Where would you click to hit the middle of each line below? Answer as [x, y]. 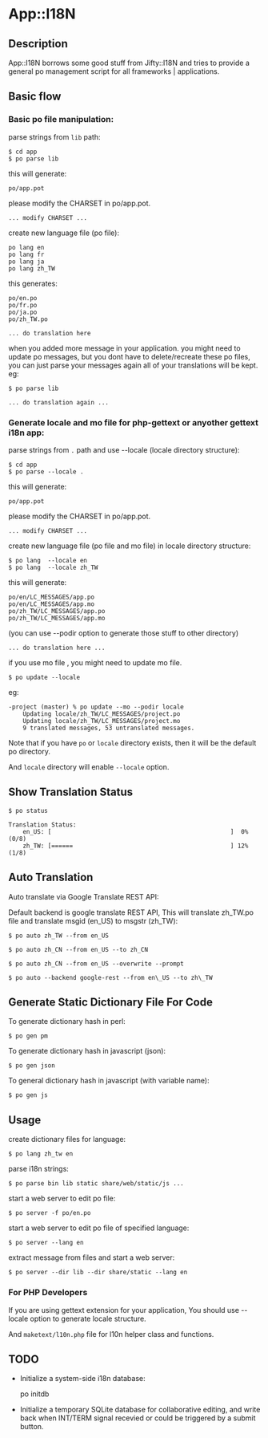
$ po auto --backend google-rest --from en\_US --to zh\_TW [111, 977]
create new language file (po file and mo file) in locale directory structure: [130, 546]
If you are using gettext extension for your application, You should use [124, 1310]
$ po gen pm [28, 1036]
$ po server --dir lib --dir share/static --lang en [98, 1273]
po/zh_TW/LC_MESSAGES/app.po [57, 611]
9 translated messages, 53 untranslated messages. [109, 728]
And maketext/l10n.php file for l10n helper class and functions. [111, 1334]
